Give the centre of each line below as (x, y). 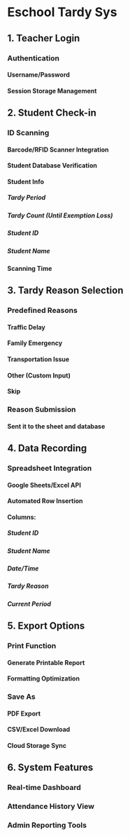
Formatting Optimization (44, 678)
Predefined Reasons (43, 311)
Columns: (22, 517)
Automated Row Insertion (45, 501)
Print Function (32, 646)
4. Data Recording (47, 449)
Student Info (26, 181)
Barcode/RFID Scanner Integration (58, 149)
